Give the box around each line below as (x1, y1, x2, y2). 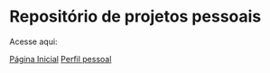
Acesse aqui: (9, 36, 58, 47)
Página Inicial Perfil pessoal (9, 53, 112, 64)
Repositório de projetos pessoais (9, 6, 262, 27)
